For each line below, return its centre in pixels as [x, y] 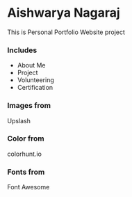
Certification [35, 88]
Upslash [19, 120]
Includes [22, 50]
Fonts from [26, 172]
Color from [26, 139]
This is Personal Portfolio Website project [66, 32]
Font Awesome [28, 187]
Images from [29, 106]
